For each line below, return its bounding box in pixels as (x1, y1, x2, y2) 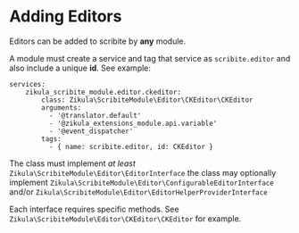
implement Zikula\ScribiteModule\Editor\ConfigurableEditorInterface (9, 177, 274, 187)
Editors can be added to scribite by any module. (9, 36, 187, 46)
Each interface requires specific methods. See (9, 204, 180, 214)
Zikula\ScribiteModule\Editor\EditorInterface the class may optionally (9, 167, 277, 178)
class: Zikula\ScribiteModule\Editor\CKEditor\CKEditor (41, 96, 253, 104)
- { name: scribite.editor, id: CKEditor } (48, 142, 214, 151)
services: (9, 79, 46, 88)
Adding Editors (9, 6, 122, 27)
